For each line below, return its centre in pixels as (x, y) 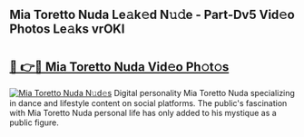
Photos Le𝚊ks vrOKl (67, 29)
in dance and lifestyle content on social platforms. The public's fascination (148, 103)
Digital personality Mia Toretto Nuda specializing (204, 93)
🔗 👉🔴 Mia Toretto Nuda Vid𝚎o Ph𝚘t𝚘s (119, 67)
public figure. (34, 122)
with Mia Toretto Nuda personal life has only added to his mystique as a (143, 113)
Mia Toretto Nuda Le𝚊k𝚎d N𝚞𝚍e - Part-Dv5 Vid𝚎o (152, 15)
